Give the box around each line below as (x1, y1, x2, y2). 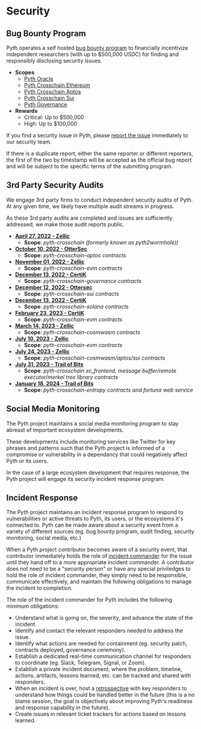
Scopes (14, 69, 35, 76)
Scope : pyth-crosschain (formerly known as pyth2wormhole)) (23, 238, 179, 246)
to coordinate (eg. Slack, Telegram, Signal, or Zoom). (14, 659, 146, 666)
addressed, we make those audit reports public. (6, 220, 125, 228)
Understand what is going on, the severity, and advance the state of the (14, 614, 193, 622)
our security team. (6, 138, 52, 145)
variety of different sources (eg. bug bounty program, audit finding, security (6, 528, 194, 535)
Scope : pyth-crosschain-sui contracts (23, 290, 119, 297)
